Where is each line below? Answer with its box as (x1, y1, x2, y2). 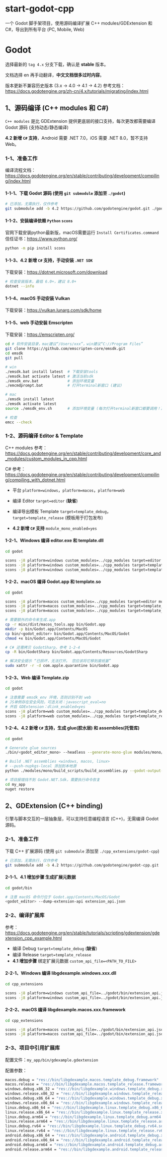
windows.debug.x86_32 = (5, 1087, 55, 1092)
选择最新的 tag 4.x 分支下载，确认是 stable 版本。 (5, 61, 108, 67)
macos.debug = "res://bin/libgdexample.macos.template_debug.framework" (5, 1077, 159, 1082)
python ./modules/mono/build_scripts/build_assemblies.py (5, 768, 128, 774)
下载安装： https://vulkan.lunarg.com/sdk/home (5, 307, 102, 313)
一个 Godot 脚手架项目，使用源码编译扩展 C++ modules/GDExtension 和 (5, 20, 153, 26)
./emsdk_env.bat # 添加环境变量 (5, 378, 94, 383)
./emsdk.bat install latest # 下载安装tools (5, 369, 98, 374)
